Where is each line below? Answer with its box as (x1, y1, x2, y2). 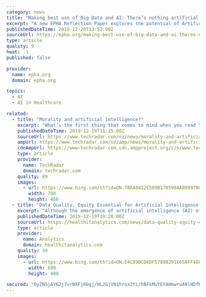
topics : (6, 88, 26, 94)
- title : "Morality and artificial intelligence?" (12, 116, 144, 123)
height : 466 (28, 196, 59, 202)
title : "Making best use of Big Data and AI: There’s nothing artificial (6, 15, 199, 21)
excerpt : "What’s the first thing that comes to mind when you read (17, 122, 196, 128)
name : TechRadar (22, 162, 64, 168)
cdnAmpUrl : (17, 145, 45, 151)
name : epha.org (12, 71, 51, 77)
